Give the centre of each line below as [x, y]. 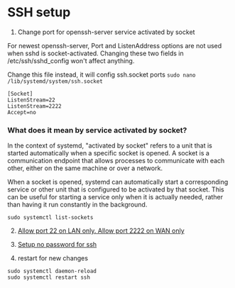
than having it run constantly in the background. [77, 205]
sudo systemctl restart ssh [49, 277]
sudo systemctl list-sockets [50, 218]
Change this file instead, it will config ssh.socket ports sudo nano [102, 74]
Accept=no [22, 112]
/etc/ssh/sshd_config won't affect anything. [71, 60]
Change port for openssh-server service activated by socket [106, 32]
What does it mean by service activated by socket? [97, 130]
